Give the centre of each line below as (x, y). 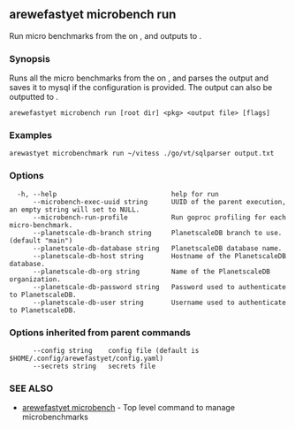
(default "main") (41, 241)
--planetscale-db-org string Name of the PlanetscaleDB (151, 272)
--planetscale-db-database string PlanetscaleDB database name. (157, 248)
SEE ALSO (31, 388)
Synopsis (30, 58)
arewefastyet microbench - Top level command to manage (129, 408)
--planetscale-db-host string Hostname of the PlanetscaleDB (159, 256)
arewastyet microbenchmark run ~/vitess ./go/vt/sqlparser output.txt (142, 154)
